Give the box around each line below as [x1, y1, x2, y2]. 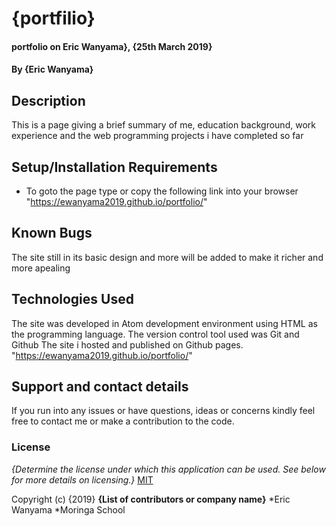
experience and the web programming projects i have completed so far [11, 130, 304, 142]
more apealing [11, 262, 71, 274]
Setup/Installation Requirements [11, 158, 218, 176]
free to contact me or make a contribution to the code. [11, 415, 235, 427]
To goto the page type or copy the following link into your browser [25, 185, 299, 197]
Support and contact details [11, 378, 189, 396]
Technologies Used [11, 291, 134, 308]
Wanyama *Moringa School [11, 503, 126, 516]
